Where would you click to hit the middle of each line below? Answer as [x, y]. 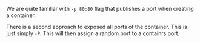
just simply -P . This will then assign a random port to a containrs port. [93, 33]
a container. [21, 15]
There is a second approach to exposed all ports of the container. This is [97, 27]
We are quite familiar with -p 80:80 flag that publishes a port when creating [100, 9]
